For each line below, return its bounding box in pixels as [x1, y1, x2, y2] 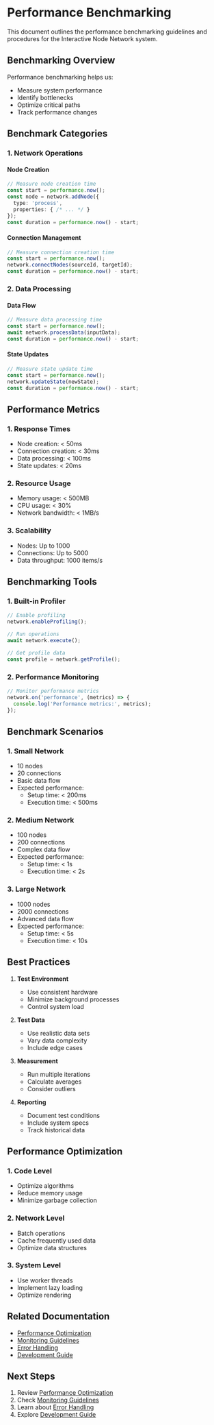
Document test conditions [27, 1111, 101, 1119]
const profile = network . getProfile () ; [7, 656, 121, 663]
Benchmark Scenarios [7, 725, 104, 738]
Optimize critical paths [16, 101, 81, 109]
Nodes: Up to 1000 [16, 541, 70, 550]
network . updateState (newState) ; [7, 378, 99, 385]
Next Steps [7, 1371, 55, 1383]
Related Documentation [7, 1311, 110, 1322]
